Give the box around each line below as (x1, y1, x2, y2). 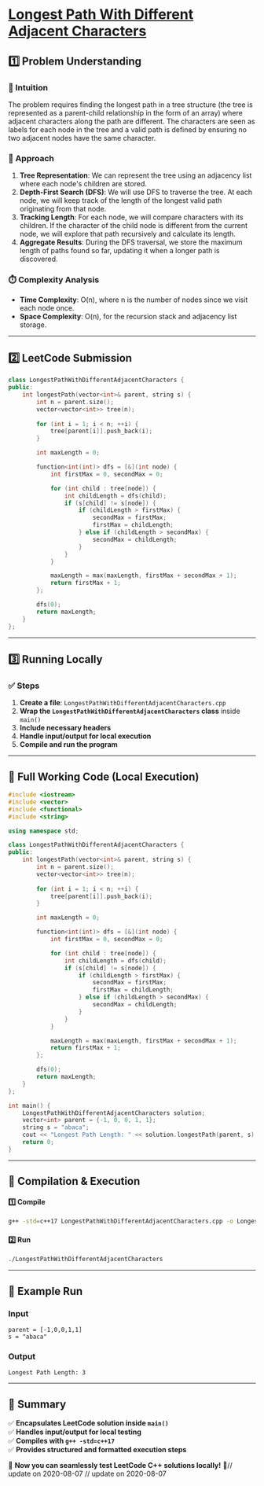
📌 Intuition (8, 82, 49, 93)
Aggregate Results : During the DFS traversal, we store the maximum (19, 237, 243, 247)
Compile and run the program (19, 740, 118, 749)
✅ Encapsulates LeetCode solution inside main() (8, 1418, 169, 1428)
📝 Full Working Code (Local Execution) (8, 770, 200, 783)
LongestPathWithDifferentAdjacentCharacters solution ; (22, 1109, 206, 1117)
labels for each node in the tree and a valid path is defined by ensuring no (8, 124, 247, 134)
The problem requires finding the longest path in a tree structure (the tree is (8, 100, 253, 109)
